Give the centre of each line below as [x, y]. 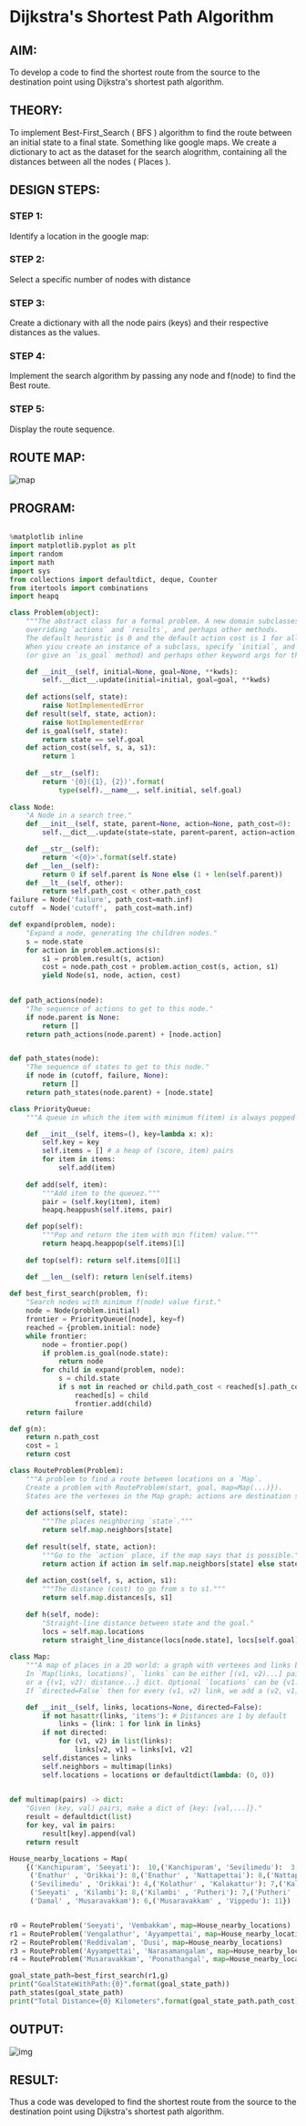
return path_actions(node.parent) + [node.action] [124, 1034]
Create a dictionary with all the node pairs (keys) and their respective [139, 323]
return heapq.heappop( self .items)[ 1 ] [113, 1244]
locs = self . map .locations [93, 1631]
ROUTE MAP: [47, 458]
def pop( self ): [55, 1227]
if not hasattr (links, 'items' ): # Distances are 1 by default [164, 1716]
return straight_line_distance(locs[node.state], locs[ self [158, 1640]
